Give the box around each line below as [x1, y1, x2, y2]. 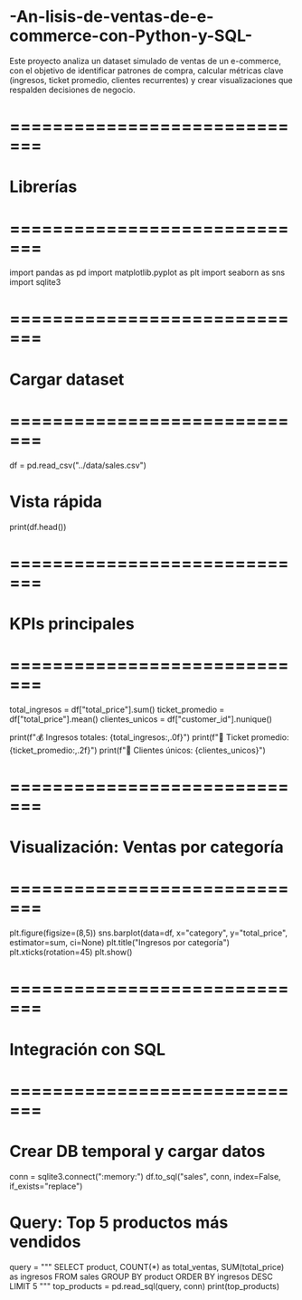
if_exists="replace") [9, 1181, 83, 1191]
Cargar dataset [9, 369, 125, 390]
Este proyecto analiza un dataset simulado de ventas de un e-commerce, [9, 55, 282, 66]
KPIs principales [9, 613, 135, 634]
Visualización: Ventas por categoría [9, 837, 284, 858]
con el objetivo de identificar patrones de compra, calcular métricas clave [9, 65, 284, 76]
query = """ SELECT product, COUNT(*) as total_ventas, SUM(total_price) [9, 1261, 285, 1272]
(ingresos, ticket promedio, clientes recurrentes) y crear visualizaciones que [9, 74, 294, 85]
